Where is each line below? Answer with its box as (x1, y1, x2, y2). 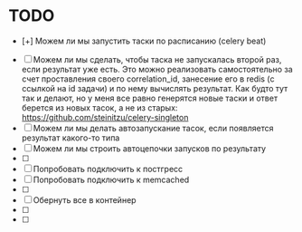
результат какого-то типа (21, 132, 120, 143)
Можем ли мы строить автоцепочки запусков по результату (33, 142, 267, 154)
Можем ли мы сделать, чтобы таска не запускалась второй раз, (33, 53, 282, 64)
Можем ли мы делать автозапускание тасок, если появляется (33, 122, 274, 133)
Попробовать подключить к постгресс (33, 163, 184, 174)
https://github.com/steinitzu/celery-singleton (21, 111, 189, 122)
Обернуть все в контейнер (33, 194, 137, 205)
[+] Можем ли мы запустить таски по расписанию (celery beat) (21, 35, 267, 46)
